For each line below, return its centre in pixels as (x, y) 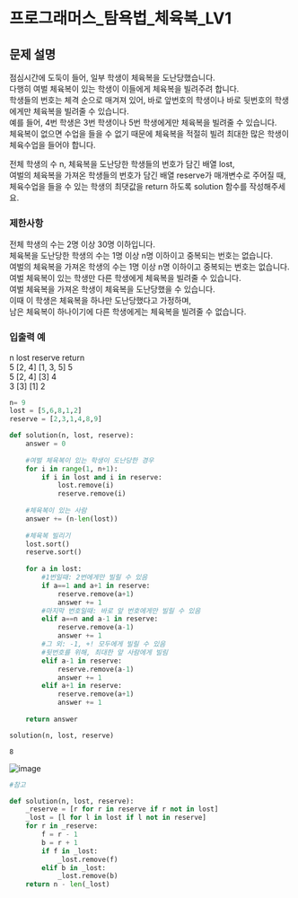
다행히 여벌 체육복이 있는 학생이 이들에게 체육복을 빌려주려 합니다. (124, 89)
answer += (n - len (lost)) (72, 519)
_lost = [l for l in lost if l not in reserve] (116, 818)
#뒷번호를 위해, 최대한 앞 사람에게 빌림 (105, 652)
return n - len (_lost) (68, 885)
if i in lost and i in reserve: (102, 477)
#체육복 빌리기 (48, 535)
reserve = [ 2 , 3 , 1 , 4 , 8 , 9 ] (56, 419)
